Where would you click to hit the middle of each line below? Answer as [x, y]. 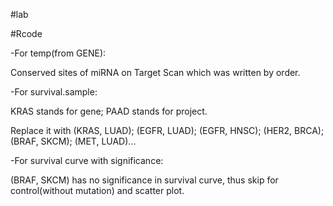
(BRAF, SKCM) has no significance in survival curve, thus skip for [144, 180]
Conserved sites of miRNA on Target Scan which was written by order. [155, 72]
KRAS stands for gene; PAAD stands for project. [109, 111]
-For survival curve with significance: [87, 160]
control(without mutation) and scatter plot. [97, 190]
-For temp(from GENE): [58, 53]
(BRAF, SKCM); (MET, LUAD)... [73, 141]
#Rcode [26, 33]
